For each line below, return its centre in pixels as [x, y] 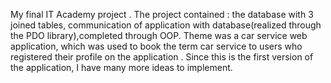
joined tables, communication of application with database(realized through [166, 25]
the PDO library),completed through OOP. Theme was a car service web [159, 35]
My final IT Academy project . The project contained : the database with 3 [162, 14]
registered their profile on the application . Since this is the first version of [162, 57]
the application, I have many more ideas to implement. [121, 67]
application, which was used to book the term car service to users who [156, 46]
